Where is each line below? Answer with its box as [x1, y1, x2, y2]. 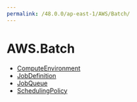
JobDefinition [16, 71, 56, 79]
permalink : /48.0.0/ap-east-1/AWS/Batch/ [6, 10, 131, 18]
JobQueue [16, 79, 48, 87]
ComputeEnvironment [16, 64, 81, 72]
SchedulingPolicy [16, 86, 68, 95]
